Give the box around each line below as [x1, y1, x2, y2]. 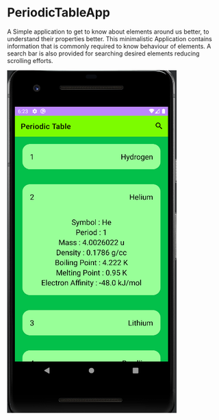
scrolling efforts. [7, 56, 53, 64]
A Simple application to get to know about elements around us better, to [7, 27, 209, 36]
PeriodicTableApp [7, 5, 111, 21]
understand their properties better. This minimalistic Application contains [7, 34, 212, 42]
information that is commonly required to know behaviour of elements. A [7, 42, 211, 50]
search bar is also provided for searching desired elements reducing [7, 49, 200, 58]
